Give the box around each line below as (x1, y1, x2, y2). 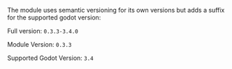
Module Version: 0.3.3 (7, 40, 72, 48)
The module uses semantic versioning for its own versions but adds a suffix (7, 6, 225, 14)
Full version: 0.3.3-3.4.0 (7, 27, 78, 35)
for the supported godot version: (7, 13, 101, 22)
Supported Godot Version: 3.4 (7, 54, 94, 62)
